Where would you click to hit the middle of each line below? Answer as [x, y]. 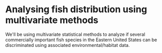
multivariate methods [52, 20]
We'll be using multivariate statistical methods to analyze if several [75, 34]
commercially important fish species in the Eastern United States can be [81, 40]
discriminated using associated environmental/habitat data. [68, 45]
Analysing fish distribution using [76, 9]
